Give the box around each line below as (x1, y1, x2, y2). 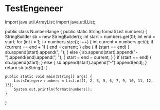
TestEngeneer (5, 3, 63, 14)
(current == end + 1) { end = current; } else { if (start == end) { (5, 44, 130, 50)
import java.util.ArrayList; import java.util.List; (5, 19, 96, 25)
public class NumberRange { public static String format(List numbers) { (5, 28, 147, 34)
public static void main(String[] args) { (5, 74, 92, 79)
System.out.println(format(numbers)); (14, 87, 92, 92)
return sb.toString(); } (5, 64, 48, 71)
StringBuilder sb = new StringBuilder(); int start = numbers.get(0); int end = (5, 34, 156, 39)
